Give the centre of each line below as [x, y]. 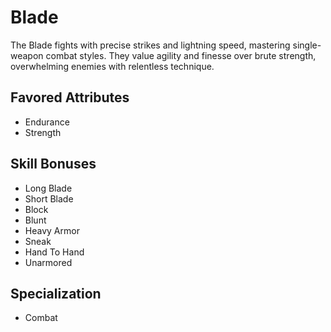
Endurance [47, 122]
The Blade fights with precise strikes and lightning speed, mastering [150, 45]
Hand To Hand [54, 252]
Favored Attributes [70, 97]
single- [307, 45]
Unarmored [48, 262]
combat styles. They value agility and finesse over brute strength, [181, 55]
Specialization [56, 293]
